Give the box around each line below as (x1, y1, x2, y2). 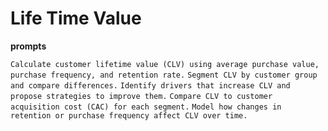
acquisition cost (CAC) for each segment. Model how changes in (10, 102, 282, 112)
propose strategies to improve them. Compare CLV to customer (10, 91, 273, 101)
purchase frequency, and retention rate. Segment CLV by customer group (10, 70, 318, 80)
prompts (10, 40, 47, 52)
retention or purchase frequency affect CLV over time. (10, 110, 248, 121)
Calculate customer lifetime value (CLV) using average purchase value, (10, 59, 320, 69)
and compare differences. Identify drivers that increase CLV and (10, 80, 291, 91)
